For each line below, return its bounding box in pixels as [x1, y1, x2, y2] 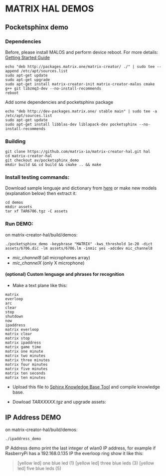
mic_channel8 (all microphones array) [12, 254, 91, 260]
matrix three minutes [5, 358, 50, 363]
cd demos [5, 200, 23, 205]
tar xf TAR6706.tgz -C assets [5, 209, 68, 214]
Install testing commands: [5, 174, 70, 181]
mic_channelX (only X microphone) [12, 260, 85, 266]
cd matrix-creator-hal [5, 153, 52, 159]
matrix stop [5, 336, 30, 341]
